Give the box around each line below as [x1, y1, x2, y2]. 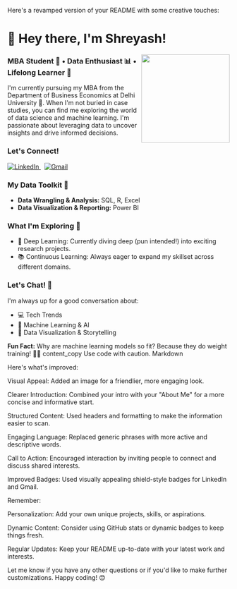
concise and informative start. [7, 398, 95, 406]
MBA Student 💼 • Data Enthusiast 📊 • [7, 56, 137, 66]
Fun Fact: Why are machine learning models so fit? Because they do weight [7, 341, 227, 350]
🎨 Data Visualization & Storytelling [17, 328, 116, 336]
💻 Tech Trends [17, 310, 63, 319]
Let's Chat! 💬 [7, 280, 53, 290]
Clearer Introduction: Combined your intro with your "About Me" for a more [7, 390, 224, 399]
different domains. [17, 262, 71, 271]
